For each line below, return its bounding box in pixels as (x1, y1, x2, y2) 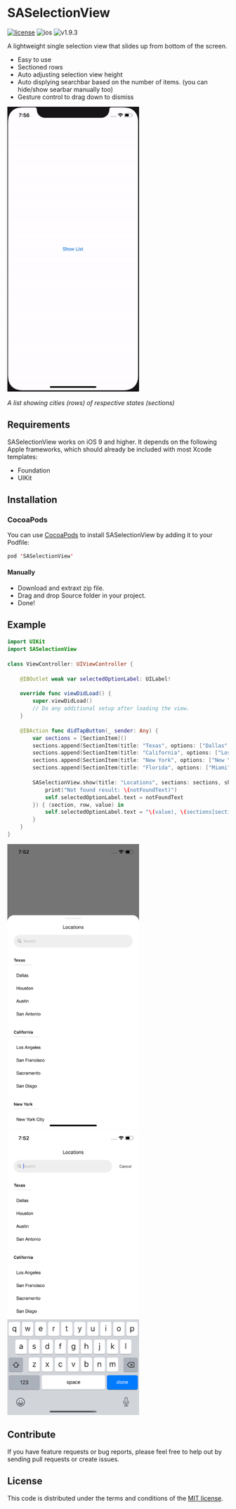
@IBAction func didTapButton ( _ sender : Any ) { (20, 727, 159, 734)
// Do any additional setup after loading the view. (32, 705, 190, 712)
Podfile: (7, 539, 29, 547)
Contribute (7, 1429, 56, 1441)
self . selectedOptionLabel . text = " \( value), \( (44, 809, 188, 816)
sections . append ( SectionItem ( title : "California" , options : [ (32, 749, 218, 756)
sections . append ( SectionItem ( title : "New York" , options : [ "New (32, 757, 225, 764)
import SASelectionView (7, 646, 77, 653)
